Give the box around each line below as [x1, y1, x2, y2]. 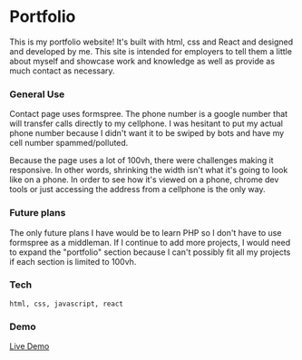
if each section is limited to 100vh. [9, 256, 137, 267]
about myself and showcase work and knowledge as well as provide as [9, 55, 275, 66]
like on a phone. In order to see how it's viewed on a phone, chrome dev [9, 174, 279, 185]
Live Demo [9, 341, 50, 352]
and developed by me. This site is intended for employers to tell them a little [9, 45, 293, 56]
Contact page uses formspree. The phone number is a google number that [9, 109, 288, 120]
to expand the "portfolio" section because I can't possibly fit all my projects [9, 247, 291, 258]
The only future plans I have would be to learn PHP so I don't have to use [9, 227, 282, 238]
